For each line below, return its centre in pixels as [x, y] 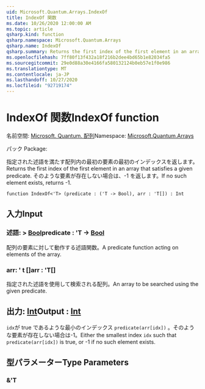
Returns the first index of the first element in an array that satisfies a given [99, 168]
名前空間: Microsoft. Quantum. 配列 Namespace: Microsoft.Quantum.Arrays [100, 135]
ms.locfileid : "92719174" [39, 86]
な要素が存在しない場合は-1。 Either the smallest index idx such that [92, 335]
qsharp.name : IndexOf [34, 46]
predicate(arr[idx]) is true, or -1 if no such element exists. [81, 341]
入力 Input [24, 214]
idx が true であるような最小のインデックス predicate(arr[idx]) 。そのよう [100, 327]
